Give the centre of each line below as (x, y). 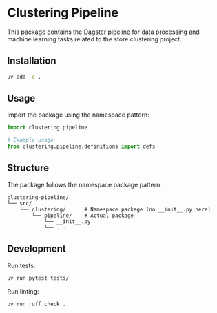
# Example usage (30, 140)
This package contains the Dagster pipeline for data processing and (103, 32)
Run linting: (23, 291)
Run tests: (21, 265)
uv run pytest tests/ (38, 278)
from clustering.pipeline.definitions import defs (81, 146)
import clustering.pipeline (48, 128)
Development (37, 249)
